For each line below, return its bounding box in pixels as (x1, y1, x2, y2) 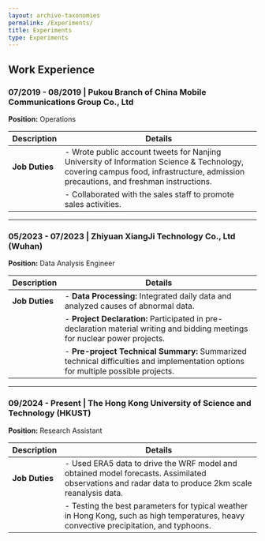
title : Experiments (8, 26, 73, 34)
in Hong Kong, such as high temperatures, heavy (64, 510, 245, 521)
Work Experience (8, 62, 95, 76)
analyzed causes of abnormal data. (64, 301, 195, 312)
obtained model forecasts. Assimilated (64, 468, 207, 479)
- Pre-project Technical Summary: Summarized (64, 346, 247, 357)
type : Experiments (8, 33, 69, 42)
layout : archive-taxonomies (8, 11, 101, 20)
